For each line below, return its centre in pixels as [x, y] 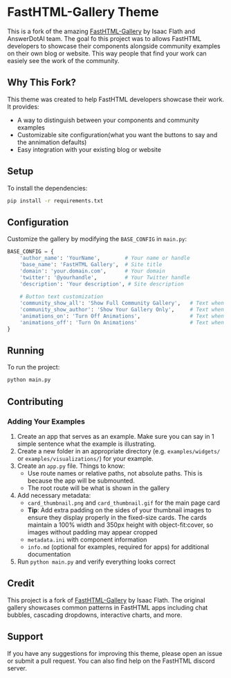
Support [25, 637]
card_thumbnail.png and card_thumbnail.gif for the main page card [123, 503]
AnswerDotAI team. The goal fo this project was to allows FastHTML [104, 38]
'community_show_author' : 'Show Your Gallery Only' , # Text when [122, 310]
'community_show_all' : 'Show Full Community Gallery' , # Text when [122, 303]
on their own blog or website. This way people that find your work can [107, 53]
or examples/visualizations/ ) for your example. [85, 459]
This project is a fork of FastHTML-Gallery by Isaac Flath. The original [106, 600]
